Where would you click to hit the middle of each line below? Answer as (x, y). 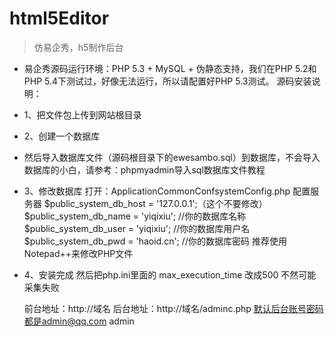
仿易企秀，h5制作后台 (78, 47)
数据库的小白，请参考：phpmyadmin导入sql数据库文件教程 (144, 169)
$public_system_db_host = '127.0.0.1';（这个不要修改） (155, 203)
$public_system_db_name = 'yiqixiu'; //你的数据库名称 (135, 216)
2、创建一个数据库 (62, 136)
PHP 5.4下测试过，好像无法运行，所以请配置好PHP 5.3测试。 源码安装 (167, 81)
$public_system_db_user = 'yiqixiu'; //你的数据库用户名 (137, 228)
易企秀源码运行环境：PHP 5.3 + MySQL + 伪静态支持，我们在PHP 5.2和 (170, 68)
